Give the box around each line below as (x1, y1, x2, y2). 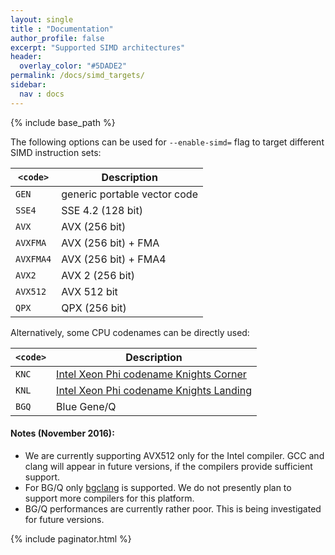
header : (10, 52, 43, 62)
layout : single (10, 14, 74, 25)
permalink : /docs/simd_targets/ (10, 71, 145, 81)
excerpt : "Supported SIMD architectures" (10, 42, 186, 53)
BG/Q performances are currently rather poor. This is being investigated (24, 502, 322, 515)
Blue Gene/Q (56, 399, 117, 413)
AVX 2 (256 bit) (61, 268, 135, 282)
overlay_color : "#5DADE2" (19, 61, 128, 71)
